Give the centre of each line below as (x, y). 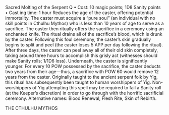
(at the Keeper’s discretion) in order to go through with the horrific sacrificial (84, 93)
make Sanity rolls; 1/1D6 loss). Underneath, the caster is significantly (76, 61)
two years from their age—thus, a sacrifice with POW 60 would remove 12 (82, 72)
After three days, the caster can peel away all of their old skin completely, (81, 50)
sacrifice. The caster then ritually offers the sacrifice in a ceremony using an (84, 29)
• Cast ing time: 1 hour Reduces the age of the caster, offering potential (79, 13)
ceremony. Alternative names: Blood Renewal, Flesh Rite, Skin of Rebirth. (81, 98)
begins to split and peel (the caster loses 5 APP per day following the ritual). (84, 45)
